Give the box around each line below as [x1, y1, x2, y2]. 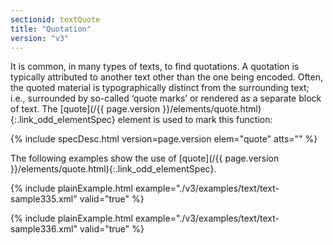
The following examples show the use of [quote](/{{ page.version [10, 152, 280, 165]
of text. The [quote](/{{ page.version [10, 103, 161, 115]
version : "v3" [10, 33, 70, 43]
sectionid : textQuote [10, 14, 101, 25]
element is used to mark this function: [117, 114, 273, 126]
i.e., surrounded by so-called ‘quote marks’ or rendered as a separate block [10, 92, 322, 105]
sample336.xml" [10, 223, 78, 235]
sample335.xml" [10, 193, 78, 205]
